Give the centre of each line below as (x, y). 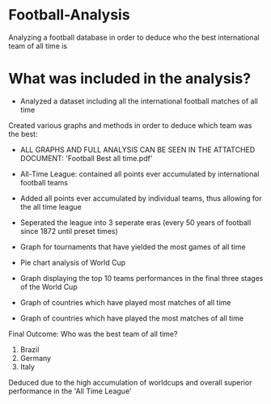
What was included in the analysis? (130, 79)
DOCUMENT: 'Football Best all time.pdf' (86, 158)
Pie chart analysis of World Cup (73, 262)
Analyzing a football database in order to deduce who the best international (134, 37)
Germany (35, 358)
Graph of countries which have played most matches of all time (125, 302)
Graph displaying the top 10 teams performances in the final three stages (142, 278)
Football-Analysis (70, 15)
